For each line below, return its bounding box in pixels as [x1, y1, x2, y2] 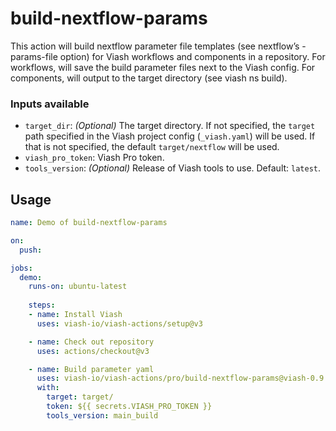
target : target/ [46, 392, 114, 402]
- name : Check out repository [28, 337, 155, 347]
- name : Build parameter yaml [28, 364, 155, 374]
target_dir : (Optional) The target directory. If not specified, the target [24, 120, 316, 132]
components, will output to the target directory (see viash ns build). [10, 72, 288, 84]
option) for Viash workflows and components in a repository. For [59, 50, 326, 62]
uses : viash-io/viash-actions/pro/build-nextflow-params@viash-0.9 [36, 373, 325, 384]
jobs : [10, 263, 33, 273]
